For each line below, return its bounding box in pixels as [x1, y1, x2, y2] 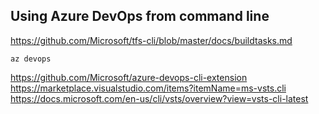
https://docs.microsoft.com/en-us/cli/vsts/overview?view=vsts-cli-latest [10, 92, 309, 104]
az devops [10, 54, 52, 64]
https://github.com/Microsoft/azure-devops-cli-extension [10, 71, 248, 83]
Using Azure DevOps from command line [10, 8, 270, 25]
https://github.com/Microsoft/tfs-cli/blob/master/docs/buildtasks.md [10, 34, 293, 46]
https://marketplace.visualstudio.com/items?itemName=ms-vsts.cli [10, 82, 287, 94]
